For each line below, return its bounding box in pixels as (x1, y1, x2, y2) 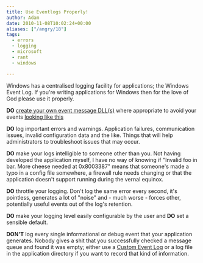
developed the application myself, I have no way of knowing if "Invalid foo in (6, 156, 198, 163)
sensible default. (6, 219, 48, 226)
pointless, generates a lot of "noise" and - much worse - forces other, (6, 194, 181, 201)
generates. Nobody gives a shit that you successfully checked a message (6, 237, 192, 244)
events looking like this (6, 113, 64, 121)
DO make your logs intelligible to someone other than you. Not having (6, 150, 181, 157)
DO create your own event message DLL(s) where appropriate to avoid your (6, 107, 197, 114)
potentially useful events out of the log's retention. (6, 200, 133, 208)
